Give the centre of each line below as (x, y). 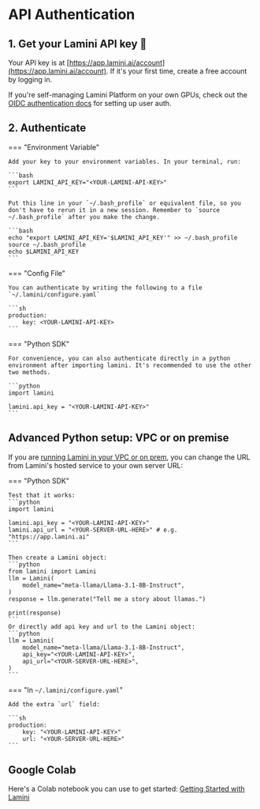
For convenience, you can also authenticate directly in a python (119, 358)
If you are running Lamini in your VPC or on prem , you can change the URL (129, 457)
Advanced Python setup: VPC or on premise (119, 438)
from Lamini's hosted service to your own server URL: (96, 465)
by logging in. (30, 79)
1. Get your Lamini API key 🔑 (78, 44)
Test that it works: (42, 495)
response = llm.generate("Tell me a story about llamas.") (107, 599)
